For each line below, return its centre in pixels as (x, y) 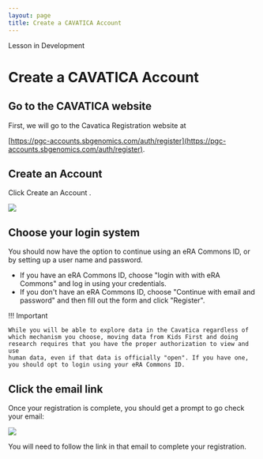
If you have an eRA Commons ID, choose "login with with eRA (120, 275)
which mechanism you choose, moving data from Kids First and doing (123, 337)
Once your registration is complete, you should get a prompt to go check (126, 408)
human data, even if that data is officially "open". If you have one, (128, 358)
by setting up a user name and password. (76, 260)
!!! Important (28, 316)
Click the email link (56, 389)
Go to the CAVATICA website (80, 106)
